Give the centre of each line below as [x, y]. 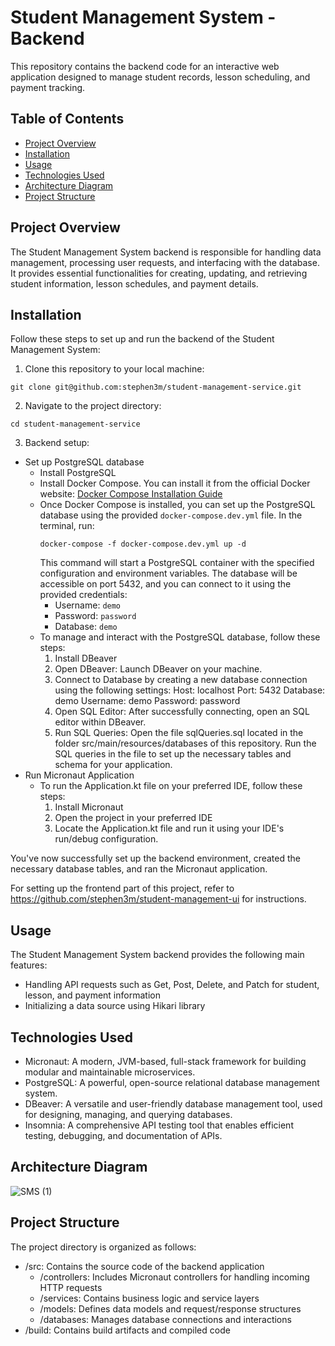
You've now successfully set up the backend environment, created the [155, 858]
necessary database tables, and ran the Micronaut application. [139, 869]
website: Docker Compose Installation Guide [131, 494]
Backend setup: [57, 443]
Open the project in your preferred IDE [133, 818]
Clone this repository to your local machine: [114, 369]
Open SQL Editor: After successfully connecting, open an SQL [182, 712]
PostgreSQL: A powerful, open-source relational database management [172, 1082]
